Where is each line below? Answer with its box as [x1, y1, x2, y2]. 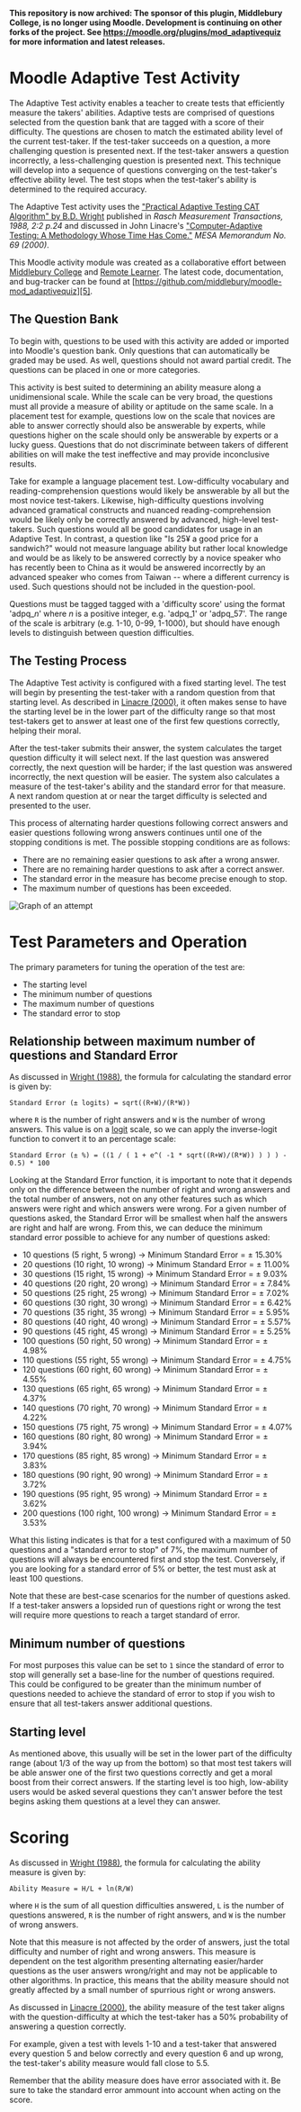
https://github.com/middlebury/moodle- [134, 276, 282, 286]
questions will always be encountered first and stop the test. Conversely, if [9, 1554, 286, 1565]
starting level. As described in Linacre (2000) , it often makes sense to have [9, 696, 288, 707]
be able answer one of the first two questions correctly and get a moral [9, 1767, 273, 1778]
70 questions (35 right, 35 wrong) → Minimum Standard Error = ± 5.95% [22, 1307, 290, 1318]
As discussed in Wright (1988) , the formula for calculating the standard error [9, 1072, 292, 1083]
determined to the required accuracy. [9, 184, 147, 195]
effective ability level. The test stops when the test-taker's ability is [9, 174, 257, 185]
